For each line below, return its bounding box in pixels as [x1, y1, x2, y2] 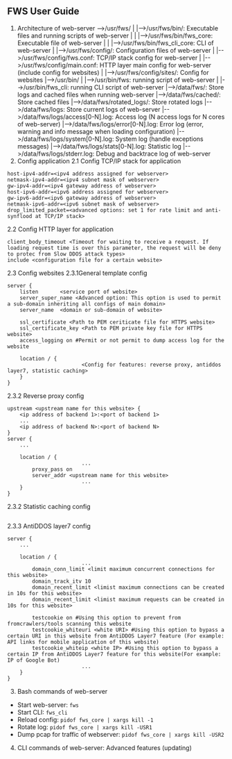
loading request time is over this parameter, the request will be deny [7, 244, 222, 251]
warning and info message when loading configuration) [17, 127, 175, 135]
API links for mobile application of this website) [7, 638, 159, 645]
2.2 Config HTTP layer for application [7, 225, 114, 233]
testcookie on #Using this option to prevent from [32, 614, 181, 621]
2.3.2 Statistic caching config [7, 502, 91, 510]
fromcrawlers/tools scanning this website [7, 620, 132, 627]
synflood [7, 212, 33, 219]
